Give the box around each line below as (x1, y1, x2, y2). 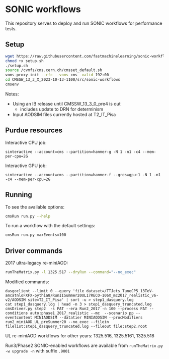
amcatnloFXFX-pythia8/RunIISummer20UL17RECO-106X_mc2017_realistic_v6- (5, 293, 158, 298)
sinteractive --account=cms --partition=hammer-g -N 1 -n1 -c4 (5, 149, 141, 155)
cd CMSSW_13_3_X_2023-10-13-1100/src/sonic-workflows (5, 77, 121, 82)
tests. (5, 25, 17, 31)
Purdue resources (5, 126, 63, 135)
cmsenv (5, 82, 19, 87)
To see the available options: (5, 203, 64, 210)
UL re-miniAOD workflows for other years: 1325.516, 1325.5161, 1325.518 (5, 332, 154, 339)
